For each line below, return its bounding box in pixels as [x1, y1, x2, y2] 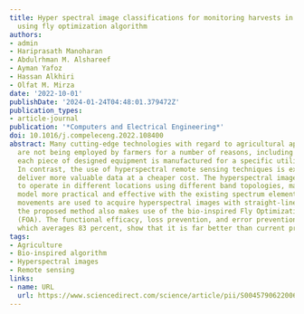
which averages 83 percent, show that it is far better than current [17, 224, 285, 233]
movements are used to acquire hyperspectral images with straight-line [17, 198, 298, 208]
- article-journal [9, 114, 79, 123]
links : [9, 274, 34, 283]
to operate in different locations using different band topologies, [17, 182, 285, 191]
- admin [9, 38, 39, 48]
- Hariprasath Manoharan [9, 47, 103, 56]
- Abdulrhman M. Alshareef [9, 55, 111, 64]
